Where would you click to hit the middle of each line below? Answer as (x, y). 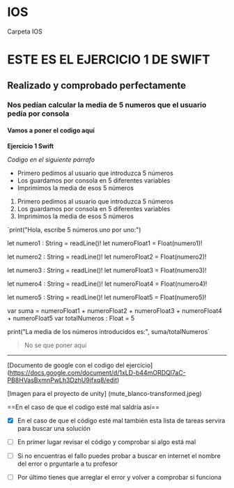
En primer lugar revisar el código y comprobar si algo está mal (107, 442)
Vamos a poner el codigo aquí (51, 130)
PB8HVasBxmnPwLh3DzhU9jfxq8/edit (62, 380)
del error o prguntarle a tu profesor (68, 464)
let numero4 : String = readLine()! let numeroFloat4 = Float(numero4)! (107, 284)
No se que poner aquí (55, 345)
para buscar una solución (54, 428)
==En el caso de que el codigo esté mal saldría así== (84, 407)
